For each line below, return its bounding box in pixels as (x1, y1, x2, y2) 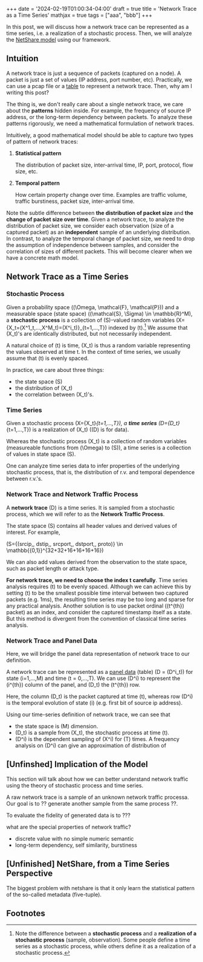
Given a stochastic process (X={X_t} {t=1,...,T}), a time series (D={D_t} (6, 420, 180, 427)
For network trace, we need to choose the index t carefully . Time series (6, 576, 188, 583)
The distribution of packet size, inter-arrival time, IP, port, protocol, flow (14, 161, 193, 168)
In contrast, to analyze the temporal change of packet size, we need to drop (6, 235, 195, 242)
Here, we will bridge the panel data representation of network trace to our (6, 650, 190, 658)
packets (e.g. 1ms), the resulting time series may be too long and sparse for (6, 595, 195, 603)
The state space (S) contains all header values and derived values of (6, 522, 177, 529)
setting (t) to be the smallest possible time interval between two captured (6, 589, 188, 597)
